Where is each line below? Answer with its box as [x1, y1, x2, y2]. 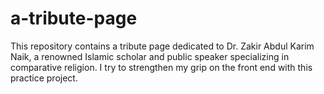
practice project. [10, 72, 78, 84]
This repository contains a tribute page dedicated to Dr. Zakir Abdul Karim [10, 40, 315, 52]
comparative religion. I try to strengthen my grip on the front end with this [10, 61, 313, 73]
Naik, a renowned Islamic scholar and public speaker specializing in [10, 50, 290, 62]
